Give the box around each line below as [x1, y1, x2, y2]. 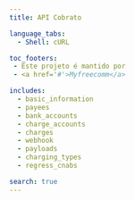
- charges [17, 128, 54, 137]
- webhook [17, 136, 54, 146]
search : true [9, 177, 58, 186]
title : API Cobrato [9, 12, 82, 22]
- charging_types [17, 153, 82, 162]
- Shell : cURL [17, 37, 70, 46]
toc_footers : [9, 54, 58, 62]
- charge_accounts [17, 120, 87, 129]
